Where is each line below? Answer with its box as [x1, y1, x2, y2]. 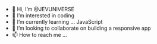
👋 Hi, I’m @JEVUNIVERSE [11, 6, 74, 12]
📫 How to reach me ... [11, 32, 67, 38]
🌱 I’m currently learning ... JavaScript [11, 18, 103, 25]
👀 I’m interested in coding [11, 12, 75, 19]
